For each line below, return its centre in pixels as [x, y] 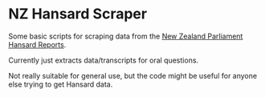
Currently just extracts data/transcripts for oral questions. [104, 60]
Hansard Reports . [37, 44]
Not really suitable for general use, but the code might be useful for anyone [133, 75]
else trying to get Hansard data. [61, 84]
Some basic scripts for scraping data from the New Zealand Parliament [126, 36]
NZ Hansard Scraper [77, 14]
